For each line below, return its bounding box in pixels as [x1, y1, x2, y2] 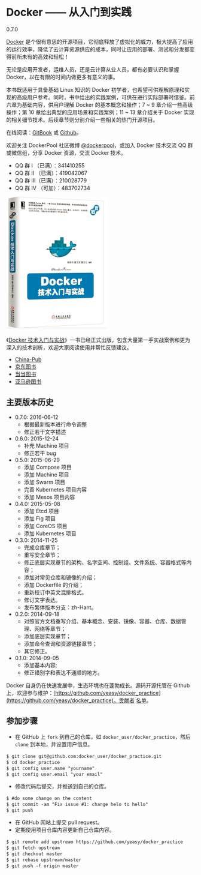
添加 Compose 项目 [23, 463, 72, 471]
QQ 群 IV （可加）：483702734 [14, 184, 91, 191]
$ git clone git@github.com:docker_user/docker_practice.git [6, 753, 162, 759]
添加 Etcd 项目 [23, 507, 59, 514]
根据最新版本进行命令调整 [23, 421, 87, 428]
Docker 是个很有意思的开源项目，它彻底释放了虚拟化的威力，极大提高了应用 [6, 38, 193, 45]
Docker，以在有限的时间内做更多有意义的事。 [6, 73, 118, 80]
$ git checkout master [6, 850, 63, 857]
